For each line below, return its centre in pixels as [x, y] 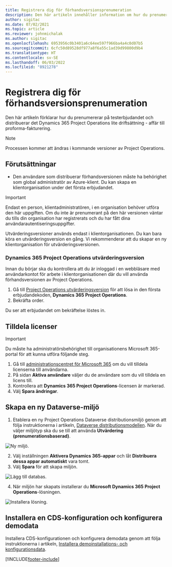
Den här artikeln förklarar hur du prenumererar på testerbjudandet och [79, 118]
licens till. [23, 380]
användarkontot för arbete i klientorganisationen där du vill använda [77, 274]
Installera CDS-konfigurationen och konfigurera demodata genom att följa [83, 538]
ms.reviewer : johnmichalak [34, 34]
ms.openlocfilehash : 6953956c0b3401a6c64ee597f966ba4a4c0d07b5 [74, 43]
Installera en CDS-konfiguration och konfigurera [84, 518]
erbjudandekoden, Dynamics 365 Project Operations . [70, 295]
